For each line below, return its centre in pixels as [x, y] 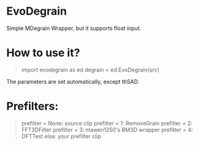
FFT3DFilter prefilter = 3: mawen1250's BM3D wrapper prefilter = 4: [107, 130]
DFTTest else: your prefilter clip [61, 136]
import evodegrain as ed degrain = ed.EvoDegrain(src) [90, 70]
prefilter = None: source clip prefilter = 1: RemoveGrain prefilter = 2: [107, 123]
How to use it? [43, 53]
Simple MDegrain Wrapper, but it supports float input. [74, 28]
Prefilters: [32, 107]
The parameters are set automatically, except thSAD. [73, 81]
